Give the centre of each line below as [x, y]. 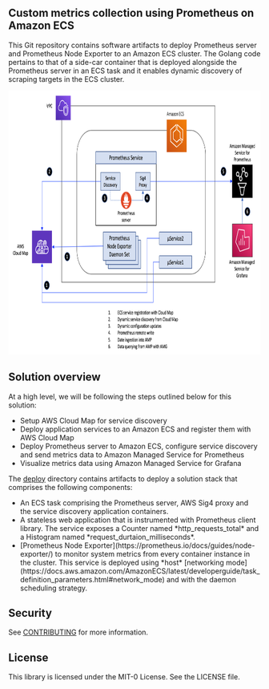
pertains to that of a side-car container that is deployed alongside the [123, 62]
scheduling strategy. [54, 588]
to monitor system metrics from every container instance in [153, 553]
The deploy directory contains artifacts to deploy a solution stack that [123, 478]
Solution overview [55, 377]
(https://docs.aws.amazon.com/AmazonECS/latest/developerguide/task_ [140, 571]
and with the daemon [201, 579]
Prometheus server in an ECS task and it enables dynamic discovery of [125, 71]
